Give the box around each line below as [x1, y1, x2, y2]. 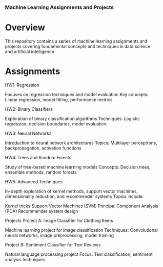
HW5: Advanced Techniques [5, 178, 62, 185]
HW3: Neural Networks [5, 130, 52, 136]
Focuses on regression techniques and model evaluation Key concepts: [5, 91, 149, 97]
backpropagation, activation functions [5, 145, 81, 151]
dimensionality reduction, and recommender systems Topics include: [5, 193, 144, 199]
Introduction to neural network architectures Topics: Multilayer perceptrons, [5, 140, 158, 146]
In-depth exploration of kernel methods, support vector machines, [5, 188, 138, 194]
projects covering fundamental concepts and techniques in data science [5, 43, 151, 49]
